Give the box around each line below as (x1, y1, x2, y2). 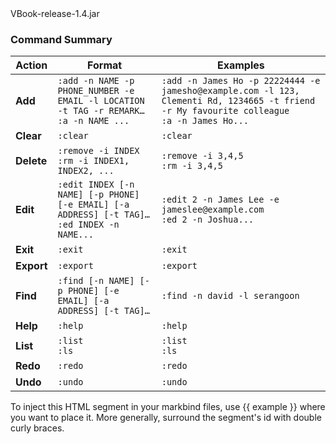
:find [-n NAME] (57, 275, 135, 287)
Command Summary (10, 32, 113, 46)
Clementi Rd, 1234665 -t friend (161, 95, 316, 107)
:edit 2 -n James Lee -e (161, 194, 280, 206)
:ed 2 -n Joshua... (161, 214, 255, 226)
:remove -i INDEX (57, 145, 140, 157)
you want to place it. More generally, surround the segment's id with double (10, 412, 322, 424)
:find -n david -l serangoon (161, 290, 300, 302)
